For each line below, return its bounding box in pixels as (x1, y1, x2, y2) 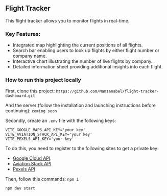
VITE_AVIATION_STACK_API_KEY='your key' (5, 132, 93, 137)
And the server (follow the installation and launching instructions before (5, 102, 156, 109)
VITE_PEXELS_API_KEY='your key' (5, 136, 74, 142)
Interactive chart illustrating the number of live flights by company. (12, 58, 153, 64)
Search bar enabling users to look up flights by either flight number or (12, 47, 160, 54)
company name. (12, 53, 47, 59)
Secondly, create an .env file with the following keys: (5, 117, 116, 124)
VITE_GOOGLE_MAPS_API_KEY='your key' (5, 128, 86, 133)
